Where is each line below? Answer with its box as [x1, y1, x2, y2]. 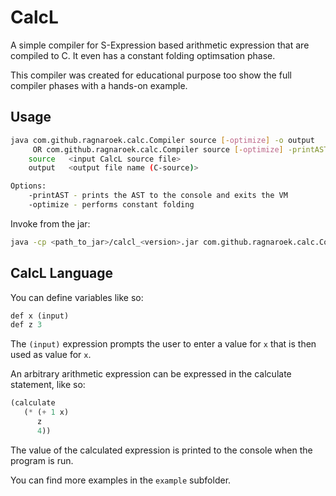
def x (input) [10, 311, 70, 321]
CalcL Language [10, 265, 114, 282]
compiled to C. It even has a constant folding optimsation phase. [10, 49, 276, 61]
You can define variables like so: [10, 291, 144, 303]
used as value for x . [10, 349, 92, 361]
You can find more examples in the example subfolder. [10, 474, 232, 486]
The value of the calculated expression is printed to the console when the [10, 444, 313, 456]
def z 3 [10, 320, 43, 330]
